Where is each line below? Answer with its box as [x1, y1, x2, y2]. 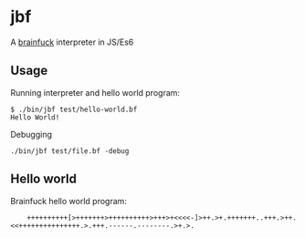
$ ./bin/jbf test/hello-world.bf [10, 105, 138, 114]
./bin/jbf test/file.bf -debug [10, 146, 130, 156]
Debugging [10, 129, 53, 140]
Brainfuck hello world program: [10, 195, 127, 206]
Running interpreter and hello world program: [10, 87, 181, 98]
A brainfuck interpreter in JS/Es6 [10, 36, 134, 47]
